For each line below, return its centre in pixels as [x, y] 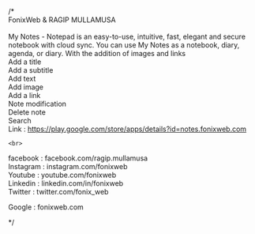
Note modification [37, 104]
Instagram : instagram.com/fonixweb [68, 166]
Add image [26, 87]
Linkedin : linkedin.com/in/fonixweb [66, 183]
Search [20, 121]
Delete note [27, 112]
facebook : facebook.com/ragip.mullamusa [78, 158]
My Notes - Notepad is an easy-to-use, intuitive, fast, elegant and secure [127, 36]
